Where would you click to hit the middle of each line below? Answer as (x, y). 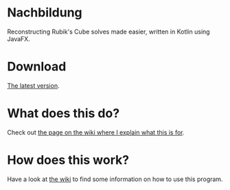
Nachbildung (45, 13)
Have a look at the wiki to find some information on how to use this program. (115, 179)
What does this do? (64, 114)
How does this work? (68, 160)
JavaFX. (19, 38)
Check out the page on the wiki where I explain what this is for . (96, 132)
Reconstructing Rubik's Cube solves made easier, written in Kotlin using (109, 32)
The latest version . (33, 85)
